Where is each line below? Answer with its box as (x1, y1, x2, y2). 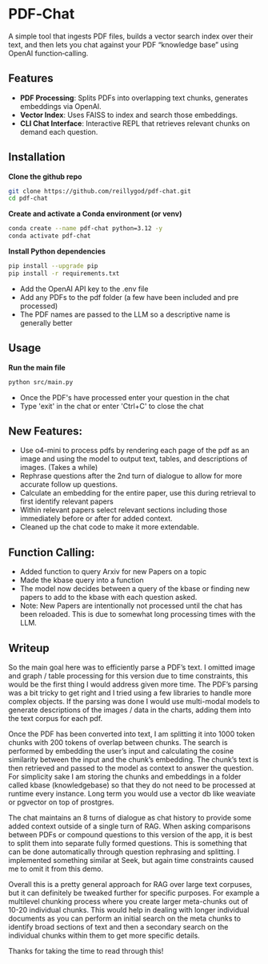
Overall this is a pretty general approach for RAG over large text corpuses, (8, 879, 253, 889)
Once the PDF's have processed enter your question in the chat (19, 392, 230, 402)
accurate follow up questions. (19, 480, 118, 489)
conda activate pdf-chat (8, 232, 91, 241)
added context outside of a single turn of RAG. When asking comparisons (8, 821, 250, 831)
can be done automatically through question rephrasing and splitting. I (8, 847, 240, 857)
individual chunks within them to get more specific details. (8, 930, 200, 940)
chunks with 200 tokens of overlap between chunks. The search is (8, 737, 228, 747)
